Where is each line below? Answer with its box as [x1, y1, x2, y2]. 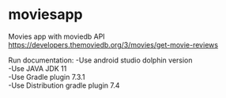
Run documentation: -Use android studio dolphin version [8, 55, 193, 65]
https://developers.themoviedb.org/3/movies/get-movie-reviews [8, 40, 219, 49]
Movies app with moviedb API [8, 32, 105, 41]
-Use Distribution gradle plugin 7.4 [8, 81, 120, 90]
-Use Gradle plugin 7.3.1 [8, 72, 85, 81]
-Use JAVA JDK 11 [8, 63, 67, 73]
